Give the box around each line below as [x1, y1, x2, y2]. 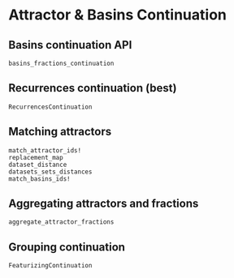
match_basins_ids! [8, 174, 71, 183]
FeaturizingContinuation [8, 262, 93, 270]
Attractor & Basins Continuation [8, 6, 227, 24]
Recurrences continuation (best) [8, 81, 177, 95]
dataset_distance [8, 160, 67, 169]
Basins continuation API [8, 38, 132, 52]
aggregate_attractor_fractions [8, 218, 115, 226]
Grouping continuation [8, 240, 126, 254]
